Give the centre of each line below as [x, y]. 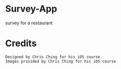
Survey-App [31, 9]
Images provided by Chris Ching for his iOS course [60, 61]
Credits [21, 43]
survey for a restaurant [29, 23]
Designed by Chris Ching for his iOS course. [54, 57]
